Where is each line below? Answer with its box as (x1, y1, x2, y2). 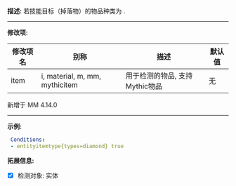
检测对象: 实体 (17, 171, 58, 180)
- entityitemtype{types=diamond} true (10, 142, 124, 150)
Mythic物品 (125, 81, 163, 91)
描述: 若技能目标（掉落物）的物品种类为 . (7, 7, 126, 15)
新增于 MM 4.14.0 (7, 101, 58, 109)
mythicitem (41, 80, 79, 90)
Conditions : (10, 136, 46, 143)
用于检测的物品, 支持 (125, 71, 193, 80)
